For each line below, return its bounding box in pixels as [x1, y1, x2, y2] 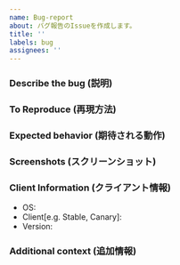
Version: [21, 221, 53, 232]
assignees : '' [9, 46, 62, 55]
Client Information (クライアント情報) [9, 181, 172, 194]
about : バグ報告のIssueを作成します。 [9, 21, 136, 30]
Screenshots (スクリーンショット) [9, 155, 157, 167]
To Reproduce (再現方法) [9, 103, 117, 116]
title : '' [9, 29, 46, 38]
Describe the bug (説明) [9, 77, 113, 90]
